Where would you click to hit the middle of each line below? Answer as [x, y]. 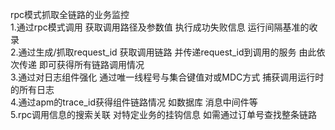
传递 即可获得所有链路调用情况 [81, 64]
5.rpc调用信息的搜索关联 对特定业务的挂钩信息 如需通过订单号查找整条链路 [163, 114]
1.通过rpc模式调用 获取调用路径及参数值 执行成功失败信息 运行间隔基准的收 [164, 27]
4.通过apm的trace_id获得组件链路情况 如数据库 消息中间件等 [134, 102]
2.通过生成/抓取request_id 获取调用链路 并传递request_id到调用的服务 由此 [163, 52]
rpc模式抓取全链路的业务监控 [70, 14]
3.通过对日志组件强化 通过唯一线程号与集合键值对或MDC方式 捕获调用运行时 [167, 77]
